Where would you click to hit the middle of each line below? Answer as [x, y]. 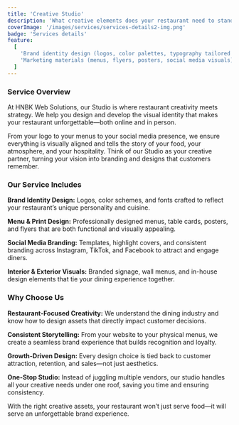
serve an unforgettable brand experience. [68, 414]
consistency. [26, 392]
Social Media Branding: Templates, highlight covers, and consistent [107, 243]
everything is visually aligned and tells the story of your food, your [104, 144]
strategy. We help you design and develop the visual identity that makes [113, 114]
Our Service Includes [44, 184]
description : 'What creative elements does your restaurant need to [111, 21]
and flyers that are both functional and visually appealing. [92, 229]
